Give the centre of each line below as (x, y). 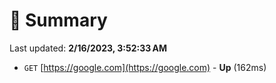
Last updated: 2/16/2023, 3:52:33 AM (88, 48)
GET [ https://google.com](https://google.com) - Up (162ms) (145, 67)
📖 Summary (58, 20)
